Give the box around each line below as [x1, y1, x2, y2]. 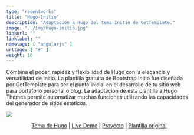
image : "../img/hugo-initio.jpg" [6, 25, 88, 31]
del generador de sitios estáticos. [6, 99, 87, 106]
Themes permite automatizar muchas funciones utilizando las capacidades [6, 93, 189, 100]
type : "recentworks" [6, 8, 57, 15]
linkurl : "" [6, 31, 35, 36]
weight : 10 [6, 52, 33, 58]
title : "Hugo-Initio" [6, 14, 60, 20]
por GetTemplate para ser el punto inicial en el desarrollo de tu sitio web [6, 80, 181, 88]
